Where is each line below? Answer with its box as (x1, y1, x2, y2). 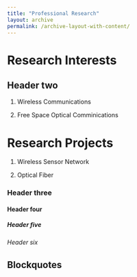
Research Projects (7, 135, 114, 151)
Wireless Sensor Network (16, 158, 90, 166)
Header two (7, 80, 58, 91)
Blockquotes (7, 259, 62, 271)
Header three (7, 188, 53, 197)
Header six (7, 238, 38, 246)
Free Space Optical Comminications (16, 111, 119, 119)
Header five (7, 221, 42, 229)
